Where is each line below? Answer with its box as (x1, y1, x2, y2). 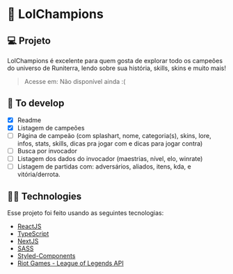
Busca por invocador (17, 147, 78, 155)
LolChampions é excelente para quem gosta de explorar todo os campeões (7, 57, 223, 65)
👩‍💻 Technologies (7, 190, 82, 202)
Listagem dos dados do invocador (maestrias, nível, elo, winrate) (17, 155, 203, 163)
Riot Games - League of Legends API (17, 259, 124, 267)
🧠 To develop (7, 97, 65, 110)
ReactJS (17, 222, 42, 230)
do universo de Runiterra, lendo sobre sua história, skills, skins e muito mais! (7, 64, 227, 72)
